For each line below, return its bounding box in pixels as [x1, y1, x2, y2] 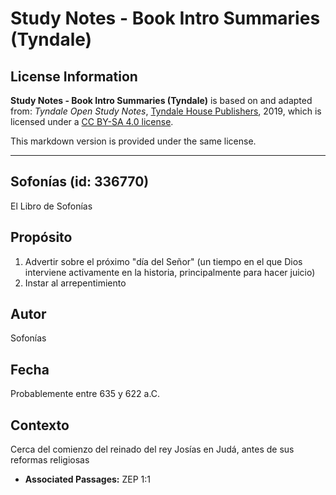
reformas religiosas [10, 454, 90, 466]
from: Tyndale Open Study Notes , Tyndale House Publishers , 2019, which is [10, 105, 322, 117]
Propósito [10, 229, 73, 246]
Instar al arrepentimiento [24, 277, 127, 289]
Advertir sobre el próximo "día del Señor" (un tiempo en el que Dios [24, 255, 303, 267]
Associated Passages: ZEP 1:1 [24, 473, 151, 486]
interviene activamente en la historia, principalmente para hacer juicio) [24, 266, 316, 278]
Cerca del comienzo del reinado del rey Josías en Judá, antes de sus [10, 443, 295, 456]
